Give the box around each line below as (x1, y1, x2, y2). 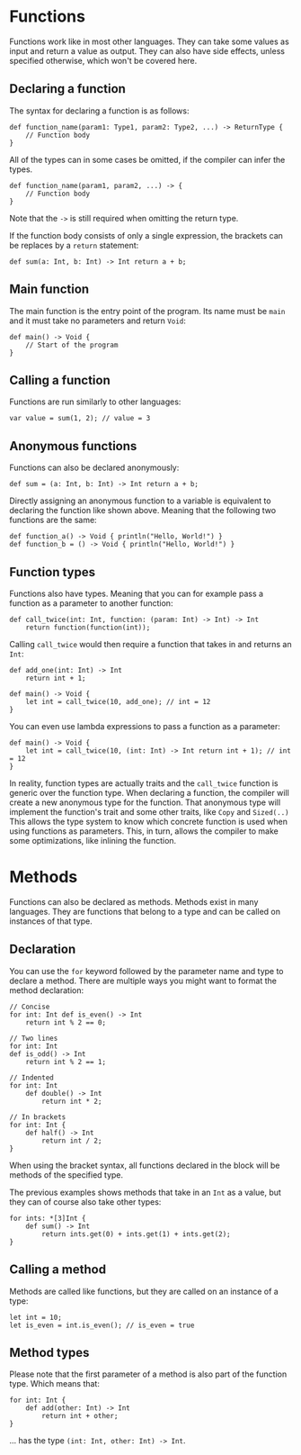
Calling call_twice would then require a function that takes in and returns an (9, 639, 292, 649)
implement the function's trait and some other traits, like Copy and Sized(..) (9, 807, 289, 817)
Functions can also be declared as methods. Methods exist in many (9, 896, 259, 907)
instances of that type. (9, 916, 93, 926)
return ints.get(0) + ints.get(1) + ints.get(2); (41, 1229, 231, 1239)
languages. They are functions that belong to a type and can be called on (9, 906, 281, 917)
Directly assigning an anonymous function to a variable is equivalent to (9, 495, 271, 506)
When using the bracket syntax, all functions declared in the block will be (9, 1160, 280, 1170)
